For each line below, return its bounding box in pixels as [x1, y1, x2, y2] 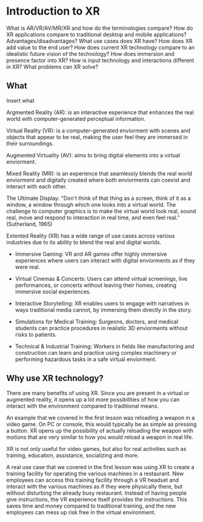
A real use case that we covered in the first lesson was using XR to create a [6, 463, 195, 470]
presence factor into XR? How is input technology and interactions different [6, 57, 195, 64]
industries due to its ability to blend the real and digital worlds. [6, 238, 162, 246]
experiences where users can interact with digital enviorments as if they [15, 256, 195, 264]
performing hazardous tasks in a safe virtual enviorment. [15, 355, 157, 363]
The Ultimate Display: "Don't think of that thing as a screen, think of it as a [6, 194, 191, 202]
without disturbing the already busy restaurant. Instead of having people [6, 489, 187, 496]
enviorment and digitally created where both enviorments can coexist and [6, 176, 191, 184]
